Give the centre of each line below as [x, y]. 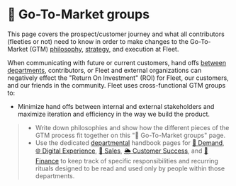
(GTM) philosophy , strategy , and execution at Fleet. [104, 49]
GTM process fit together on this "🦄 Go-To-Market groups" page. [130, 135]
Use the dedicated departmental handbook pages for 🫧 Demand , [130, 143]
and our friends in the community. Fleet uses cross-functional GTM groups [117, 85]
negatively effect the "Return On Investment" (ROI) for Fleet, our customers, [118, 78]
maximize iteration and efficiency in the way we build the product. [114, 114]
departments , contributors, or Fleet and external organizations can [105, 70]
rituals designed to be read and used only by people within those [130, 168]
